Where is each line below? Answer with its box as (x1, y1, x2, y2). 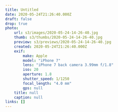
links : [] (5, 100, 26, 105)
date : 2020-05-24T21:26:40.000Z (5, 12, 72, 17)
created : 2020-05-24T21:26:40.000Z (14, 44, 87, 49)
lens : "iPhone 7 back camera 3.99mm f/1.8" (23, 62, 114, 67)
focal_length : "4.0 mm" (23, 81, 72, 86)
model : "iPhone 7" (23, 58, 61, 63)
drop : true (5, 21, 28, 26)
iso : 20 (23, 67, 39, 72)
